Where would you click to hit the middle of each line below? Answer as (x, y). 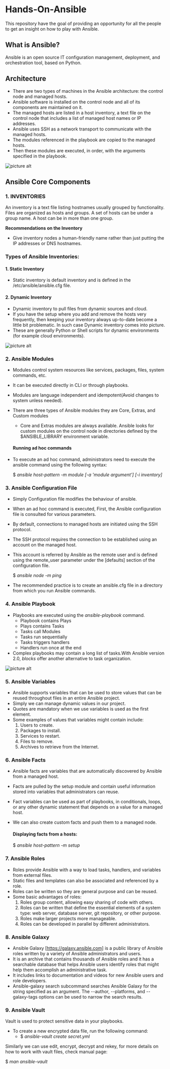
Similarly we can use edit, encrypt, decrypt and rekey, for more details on (82, 1047)
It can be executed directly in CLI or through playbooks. (71, 385)
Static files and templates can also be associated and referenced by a (86, 880)
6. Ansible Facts (25, 760)
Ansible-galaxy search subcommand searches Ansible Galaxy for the (85, 986)
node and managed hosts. (40, 96)
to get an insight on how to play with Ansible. (52, 29)
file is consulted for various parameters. (54, 514)
